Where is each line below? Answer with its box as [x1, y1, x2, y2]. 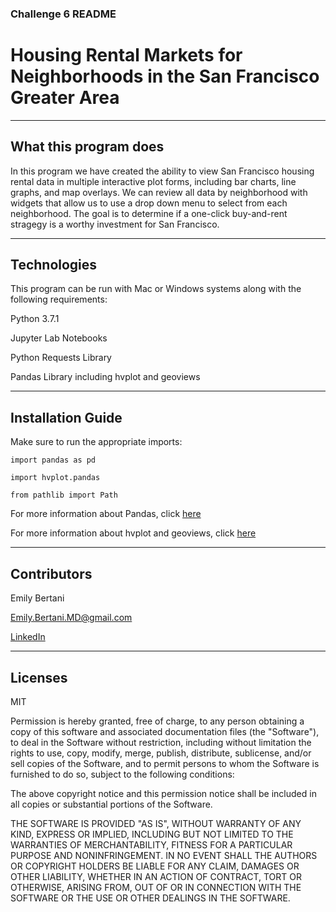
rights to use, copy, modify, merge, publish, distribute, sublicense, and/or [10, 747, 312, 759]
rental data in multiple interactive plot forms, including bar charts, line [10, 175, 297, 187]
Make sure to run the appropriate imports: [10, 436, 183, 448]
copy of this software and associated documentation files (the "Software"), [10, 725, 320, 737]
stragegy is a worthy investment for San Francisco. [10, 218, 220, 230]
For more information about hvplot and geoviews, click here [10, 527, 257, 539]
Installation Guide [10, 409, 123, 426]
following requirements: [10, 293, 108, 306]
